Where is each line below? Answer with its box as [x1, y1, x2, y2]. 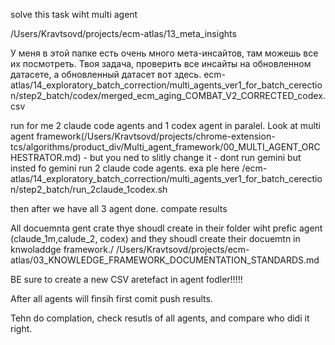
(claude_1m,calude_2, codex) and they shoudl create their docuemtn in [10, 233, 301, 244]
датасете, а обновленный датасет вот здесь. [10, 69, 202, 80]
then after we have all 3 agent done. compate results [10, 203, 228, 214]
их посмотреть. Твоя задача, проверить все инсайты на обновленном [10, 58, 312, 69]
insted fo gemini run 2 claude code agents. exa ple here [10, 162, 240, 174]
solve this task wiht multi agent [10, 9, 138, 20]
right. [10, 323, 33, 334]
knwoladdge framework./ [10, 244, 114, 255]
